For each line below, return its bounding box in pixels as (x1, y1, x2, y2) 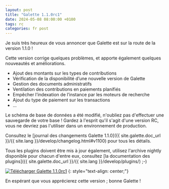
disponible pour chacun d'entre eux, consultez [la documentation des (5, 153, 150, 159)
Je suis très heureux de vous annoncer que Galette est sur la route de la (5, 40, 156, 46)
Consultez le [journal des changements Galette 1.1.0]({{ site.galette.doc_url (5, 133, 161, 139)
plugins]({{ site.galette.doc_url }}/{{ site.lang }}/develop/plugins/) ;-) (5, 158, 147, 164)
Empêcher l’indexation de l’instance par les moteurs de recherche (12, 92, 150, 98)
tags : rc (5, 21, 24, 27)
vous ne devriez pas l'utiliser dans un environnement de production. (5, 123, 147, 129)
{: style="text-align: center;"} (68, 168, 129, 174)
